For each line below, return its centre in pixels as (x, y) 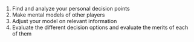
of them (22, 34)
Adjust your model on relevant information (64, 21)
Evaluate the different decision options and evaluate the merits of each (100, 27)
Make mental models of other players (58, 15)
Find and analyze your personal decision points (71, 9)
